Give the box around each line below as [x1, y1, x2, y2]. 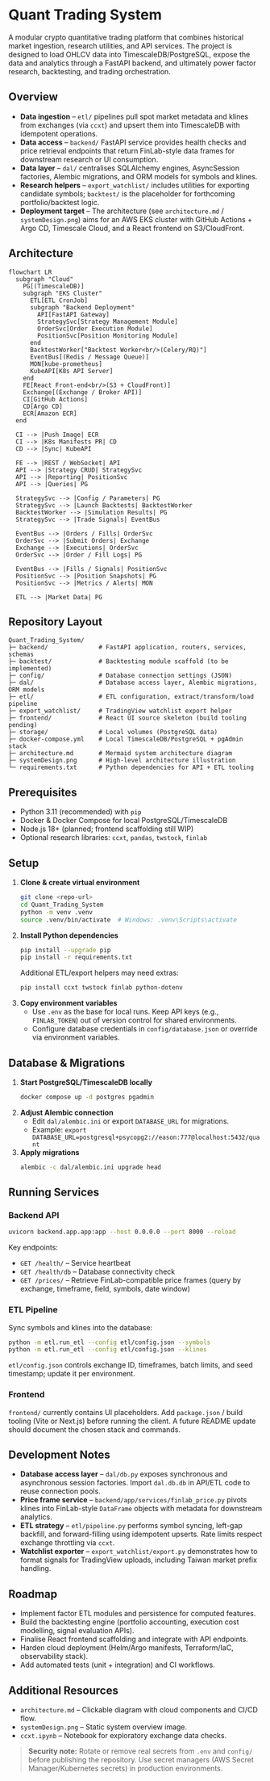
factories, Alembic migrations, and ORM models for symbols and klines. [19, 171, 258, 181]
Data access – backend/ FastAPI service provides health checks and [19, 137, 247, 147]
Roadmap [8, 1587, 58, 1601]
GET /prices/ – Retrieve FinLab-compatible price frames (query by [19, 1275, 242, 1285]
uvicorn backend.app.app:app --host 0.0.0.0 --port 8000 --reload [8, 1228, 236, 1237]
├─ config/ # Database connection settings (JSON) [8, 672, 232, 680]
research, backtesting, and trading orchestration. [8, 66, 171, 76]
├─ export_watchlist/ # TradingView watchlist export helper [8, 707, 232, 716]
